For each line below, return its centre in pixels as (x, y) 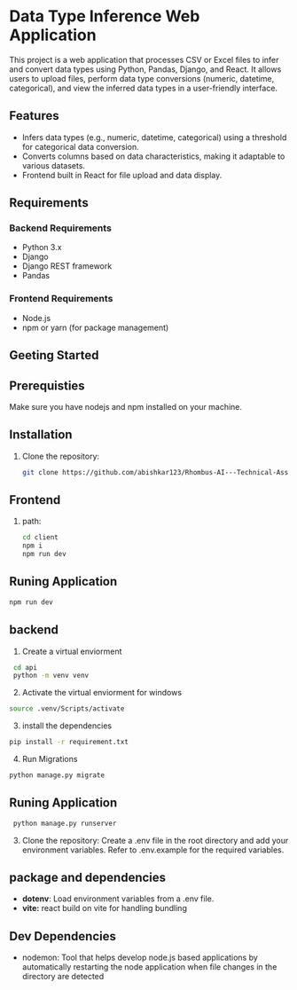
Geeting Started (54, 355)
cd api (25, 667)
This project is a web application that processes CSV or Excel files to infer (144, 59)
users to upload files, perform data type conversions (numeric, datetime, (142, 78)
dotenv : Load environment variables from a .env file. (118, 899)
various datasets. (54, 165)
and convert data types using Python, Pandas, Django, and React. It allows (145, 69)
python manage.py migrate (57, 775)
